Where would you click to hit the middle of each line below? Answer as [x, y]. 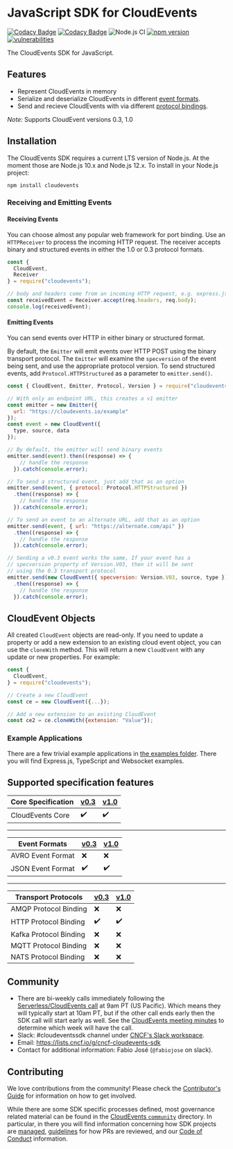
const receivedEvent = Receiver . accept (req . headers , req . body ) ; [102, 300]
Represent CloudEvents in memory [67, 91]
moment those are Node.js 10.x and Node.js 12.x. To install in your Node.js [113, 165]
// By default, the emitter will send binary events [85, 450]
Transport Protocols [49, 897]
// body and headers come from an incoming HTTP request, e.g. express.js [118, 294]
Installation [32, 141]
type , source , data [42, 431]
